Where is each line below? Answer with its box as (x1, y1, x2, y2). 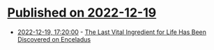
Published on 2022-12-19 (7, 5, 157, 21)
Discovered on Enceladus (17, 35, 91, 43)
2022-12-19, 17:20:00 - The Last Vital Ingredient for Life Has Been (17, 28, 207, 36)
